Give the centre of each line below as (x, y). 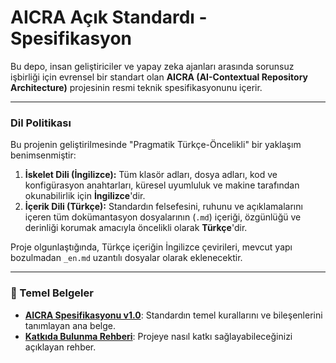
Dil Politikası (41, 123)
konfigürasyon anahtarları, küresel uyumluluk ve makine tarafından (162, 185)
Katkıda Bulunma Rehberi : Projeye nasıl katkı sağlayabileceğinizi (158, 336)
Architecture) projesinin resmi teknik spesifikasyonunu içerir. (136, 87)
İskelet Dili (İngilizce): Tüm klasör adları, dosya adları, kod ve (151, 175)
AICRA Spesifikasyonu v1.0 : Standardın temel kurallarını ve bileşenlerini (173, 315)
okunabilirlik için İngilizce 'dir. (85, 196)
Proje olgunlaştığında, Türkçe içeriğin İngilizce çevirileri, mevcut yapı (151, 247)
